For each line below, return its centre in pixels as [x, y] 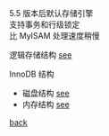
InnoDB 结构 [32, 74]
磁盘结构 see [46, 93]
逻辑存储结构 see [41, 55]
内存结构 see [46, 104]
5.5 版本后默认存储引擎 [51, 13]
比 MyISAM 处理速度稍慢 [54, 36]
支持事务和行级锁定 [45, 24]
